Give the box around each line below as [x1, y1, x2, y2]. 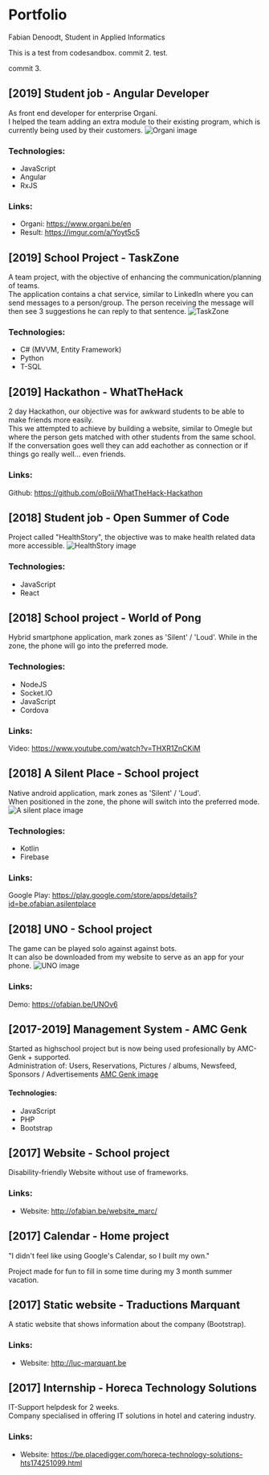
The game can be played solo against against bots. [8, 944, 177, 954]
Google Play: [8, 891, 51, 900]
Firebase [19, 852, 50, 862]
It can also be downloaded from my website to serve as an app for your [8, 952, 245, 962]
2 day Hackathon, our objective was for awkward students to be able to [8, 406, 245, 416]
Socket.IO [19, 688, 53, 698]
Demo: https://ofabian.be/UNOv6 [8, 999, 118, 1009]
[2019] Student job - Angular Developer [8, 87, 210, 101]
